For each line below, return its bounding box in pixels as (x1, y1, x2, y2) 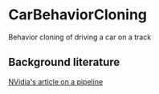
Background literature (8, 55, 120, 69)
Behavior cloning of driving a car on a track (8, 32, 152, 42)
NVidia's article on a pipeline (8, 76, 104, 86)
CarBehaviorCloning (8, 6, 147, 24)
